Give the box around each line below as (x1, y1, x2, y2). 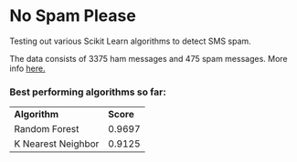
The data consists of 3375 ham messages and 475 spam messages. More (9, 53, 288, 64)
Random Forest (14, 123, 80, 136)
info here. (9, 63, 46, 74)
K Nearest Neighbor (14, 137, 100, 150)
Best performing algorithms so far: (9, 86, 166, 98)
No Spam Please (9, 5, 137, 26)
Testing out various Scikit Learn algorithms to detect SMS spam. (9, 35, 251, 46)
